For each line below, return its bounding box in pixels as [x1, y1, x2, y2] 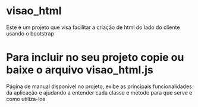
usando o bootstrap [6, 30, 55, 37]
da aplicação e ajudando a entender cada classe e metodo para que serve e [6, 89, 193, 96]
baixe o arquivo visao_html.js [6, 63, 153, 77]
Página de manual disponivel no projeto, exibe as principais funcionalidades [6, 83, 192, 90]
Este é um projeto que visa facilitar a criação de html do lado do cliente [6, 24, 180, 31]
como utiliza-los [6, 95, 46, 102]
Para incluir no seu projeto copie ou [6, 51, 184, 64]
